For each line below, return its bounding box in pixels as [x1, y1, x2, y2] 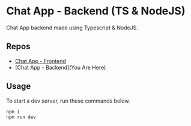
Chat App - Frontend [14, 57, 66, 64]
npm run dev [6, 114, 36, 121]
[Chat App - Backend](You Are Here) [14, 64, 106, 71]
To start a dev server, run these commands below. [6, 97, 130, 104]
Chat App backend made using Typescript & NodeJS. [6, 24, 138, 31]
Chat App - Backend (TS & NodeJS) [6, 4, 186, 18]
